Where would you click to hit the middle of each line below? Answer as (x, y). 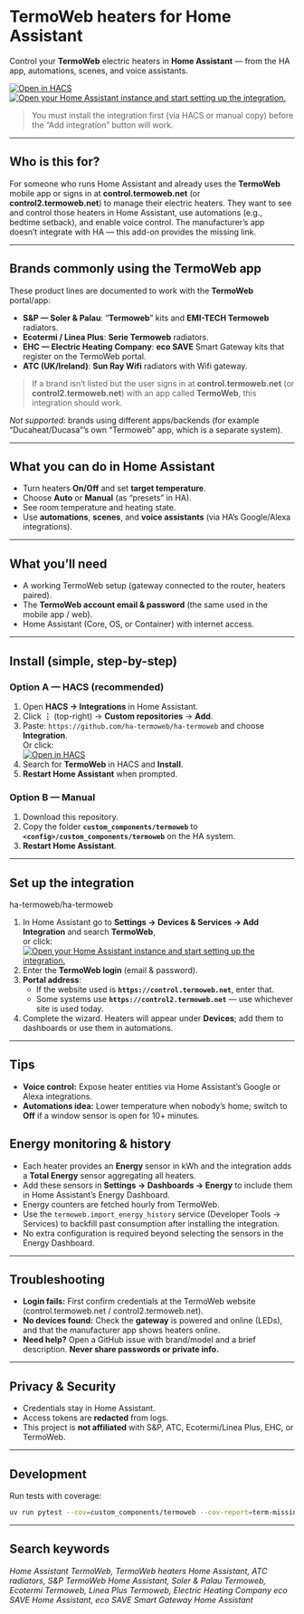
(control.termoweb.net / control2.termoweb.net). (113, 1311)
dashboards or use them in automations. (98, 1027)
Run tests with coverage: (56, 1496)
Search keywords (60, 1549)
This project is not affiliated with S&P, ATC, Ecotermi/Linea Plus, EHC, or (158, 1428)
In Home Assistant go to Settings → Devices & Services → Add (141, 922)
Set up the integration (72, 883)
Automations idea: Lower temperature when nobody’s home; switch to (155, 1105)
